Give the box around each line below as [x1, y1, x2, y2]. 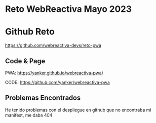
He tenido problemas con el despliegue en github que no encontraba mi [5, 107, 152, 113]
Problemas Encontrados [5, 94, 81, 102]
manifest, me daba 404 [5, 112, 53, 118]
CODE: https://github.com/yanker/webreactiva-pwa [5, 79, 110, 85]
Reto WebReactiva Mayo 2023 [5, 3, 132, 15]
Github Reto [5, 26, 55, 38]
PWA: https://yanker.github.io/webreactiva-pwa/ [5, 70, 104, 76]
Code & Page [5, 57, 45, 65]
